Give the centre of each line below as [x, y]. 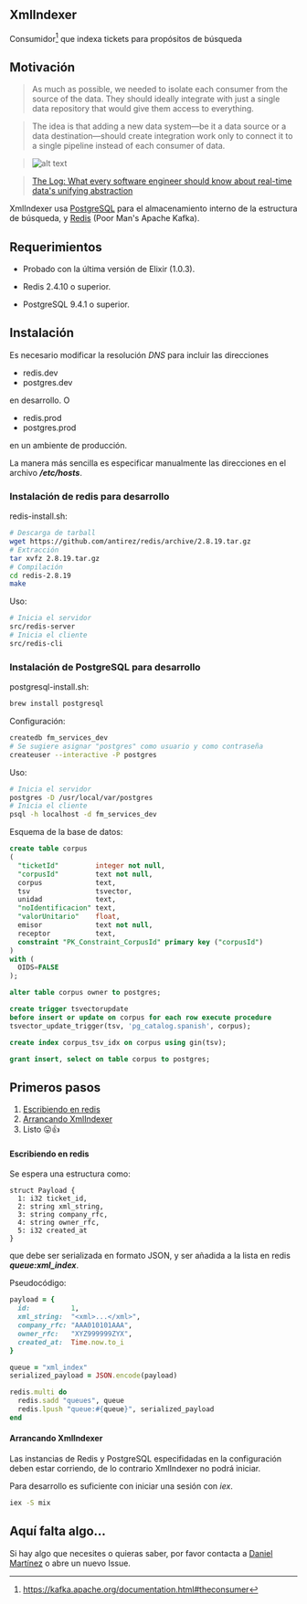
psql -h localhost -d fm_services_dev [83, 815]
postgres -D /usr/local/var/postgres [81, 797]
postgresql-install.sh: [49, 687]
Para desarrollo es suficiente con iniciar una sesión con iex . [121, 1486]
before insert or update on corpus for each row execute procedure [141, 1018]
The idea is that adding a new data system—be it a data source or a [159, 126]
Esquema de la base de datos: [66, 832]
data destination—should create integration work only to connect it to [162, 136]
